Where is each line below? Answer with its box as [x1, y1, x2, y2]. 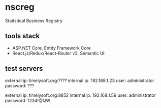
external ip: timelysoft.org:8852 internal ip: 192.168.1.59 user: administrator [5, 92, 156, 98]
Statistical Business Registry [5, 18, 63, 24]
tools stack [5, 32, 40, 40]
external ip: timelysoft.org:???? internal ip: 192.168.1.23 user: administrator [5, 78, 155, 83]
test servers [5, 64, 43, 73]
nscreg [5, 1, 34, 13]
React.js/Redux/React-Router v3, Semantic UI [12, 50, 105, 56]
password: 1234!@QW [5, 97, 51, 103]
